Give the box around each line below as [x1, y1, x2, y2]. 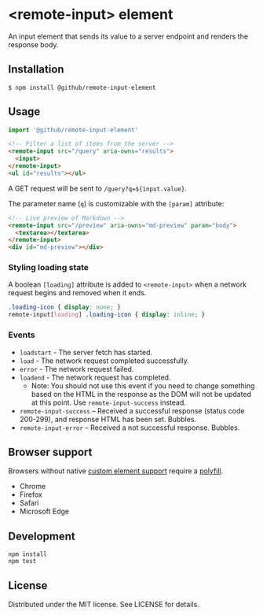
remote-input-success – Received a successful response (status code [19, 406, 245, 415]
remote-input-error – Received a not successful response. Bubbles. [19, 423, 240, 432]
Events [8, 329, 35, 340]
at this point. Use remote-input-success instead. [31, 398, 187, 407]
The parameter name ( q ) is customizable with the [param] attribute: [8, 198, 225, 208]
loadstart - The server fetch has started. [19, 347, 153, 357]
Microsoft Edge [19, 506, 70, 517]
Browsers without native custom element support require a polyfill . [8, 466, 224, 476]
